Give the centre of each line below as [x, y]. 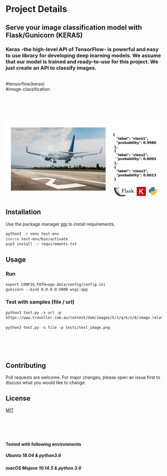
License [18, 398]
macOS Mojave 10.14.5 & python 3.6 [43, 468]
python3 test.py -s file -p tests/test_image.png [58, 328]
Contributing [26, 365]
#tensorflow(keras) [25, 84]
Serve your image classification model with [74, 27]
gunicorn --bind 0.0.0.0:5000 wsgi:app [47, 289]
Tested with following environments [43, 444]
